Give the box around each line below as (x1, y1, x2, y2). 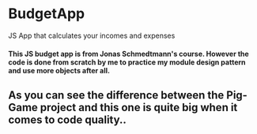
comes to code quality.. (8, 113, 127, 126)
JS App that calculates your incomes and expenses (8, 31, 176, 40)
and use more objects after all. (8, 65, 111, 75)
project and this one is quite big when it (40, 100, 238, 114)
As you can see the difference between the (8, 88, 225, 102)
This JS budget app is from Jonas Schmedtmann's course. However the (8, 49, 249, 58)
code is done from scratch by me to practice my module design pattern (8, 57, 246, 67)
